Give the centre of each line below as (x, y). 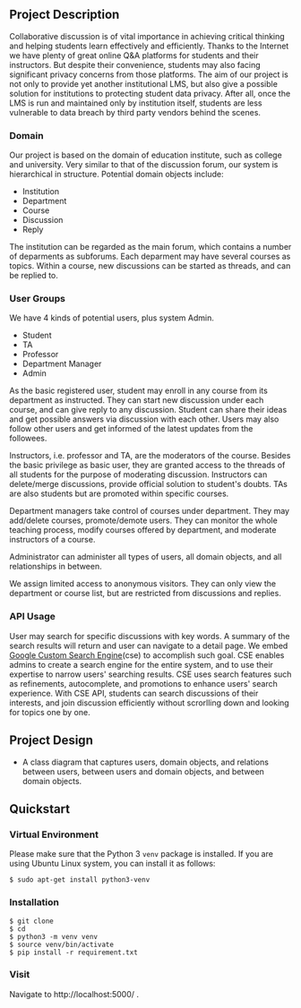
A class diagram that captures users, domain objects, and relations (145, 762)
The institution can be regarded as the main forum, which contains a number (150, 247)
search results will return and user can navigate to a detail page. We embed (149, 645)
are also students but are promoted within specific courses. (119, 494)
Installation (34, 902)
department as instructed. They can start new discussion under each (137, 400)
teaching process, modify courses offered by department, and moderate (143, 530)
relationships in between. (56, 567)
